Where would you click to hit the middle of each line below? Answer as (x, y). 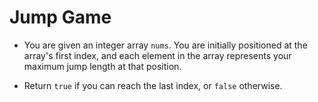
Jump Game (60, 17)
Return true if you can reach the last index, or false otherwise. (153, 85)
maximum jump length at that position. (102, 66)
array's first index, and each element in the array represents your (157, 55)
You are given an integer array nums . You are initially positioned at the (165, 45)
